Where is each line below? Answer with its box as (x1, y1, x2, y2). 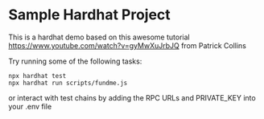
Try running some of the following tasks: (8, 56, 142, 66)
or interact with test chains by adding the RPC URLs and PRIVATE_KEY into (8, 92, 256, 102)
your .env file (8, 101, 52, 111)
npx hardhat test (8, 72, 67, 80)
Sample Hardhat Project (8, 6, 171, 24)
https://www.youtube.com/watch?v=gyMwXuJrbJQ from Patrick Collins (8, 40, 247, 50)
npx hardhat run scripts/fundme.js (8, 79, 128, 87)
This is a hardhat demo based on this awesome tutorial (8, 32, 191, 42)
